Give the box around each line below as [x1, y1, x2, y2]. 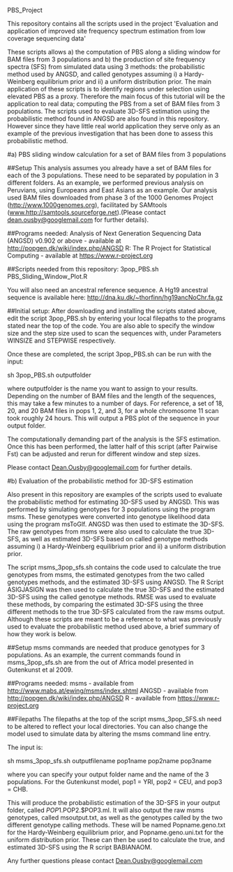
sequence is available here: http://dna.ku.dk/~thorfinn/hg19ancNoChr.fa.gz [7, 293, 223, 301]
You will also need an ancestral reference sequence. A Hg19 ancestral [7, 286, 208, 294]
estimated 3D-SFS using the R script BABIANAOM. [7, 843, 152, 851]
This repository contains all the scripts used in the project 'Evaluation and [7, 20, 218, 27]
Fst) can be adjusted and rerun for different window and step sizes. [7, 450, 201, 458]
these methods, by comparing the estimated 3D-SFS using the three [7, 600, 204, 608]
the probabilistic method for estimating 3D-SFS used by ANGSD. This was [7, 498, 220, 506]
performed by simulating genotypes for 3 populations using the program [7, 505, 216, 513]
